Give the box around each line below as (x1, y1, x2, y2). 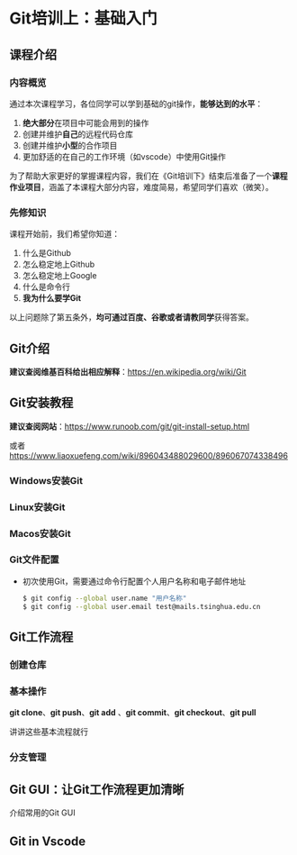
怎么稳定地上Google (22, 270, 97, 281)
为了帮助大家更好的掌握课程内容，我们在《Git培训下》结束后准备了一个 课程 (9, 170, 288, 181)
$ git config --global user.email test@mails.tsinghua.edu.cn (22, 602, 261, 611)
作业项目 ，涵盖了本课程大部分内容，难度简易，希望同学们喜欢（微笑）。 (9, 181, 274, 192)
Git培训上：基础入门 (9, 8, 157, 29)
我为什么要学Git (22, 293, 82, 304)
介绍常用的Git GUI (9, 807, 76, 818)
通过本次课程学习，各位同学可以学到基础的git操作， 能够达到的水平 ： (9, 98, 264, 109)
